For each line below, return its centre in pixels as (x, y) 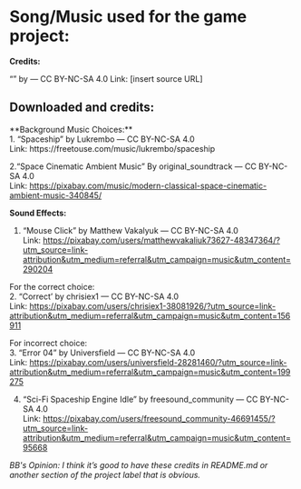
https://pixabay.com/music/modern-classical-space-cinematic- (148, 185)
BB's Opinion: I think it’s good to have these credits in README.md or (139, 464)
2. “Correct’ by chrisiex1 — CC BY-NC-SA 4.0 (94, 296)
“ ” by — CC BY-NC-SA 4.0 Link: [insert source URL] (106, 78)
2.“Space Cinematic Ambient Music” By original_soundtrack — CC (133, 166)
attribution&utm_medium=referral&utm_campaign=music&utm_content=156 (150, 315)
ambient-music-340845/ (56, 195)
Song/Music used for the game (128, 17)
